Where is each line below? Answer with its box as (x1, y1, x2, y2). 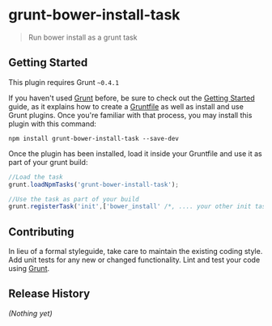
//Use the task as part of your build (8, 195, 139, 203)
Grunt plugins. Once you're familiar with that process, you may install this (8, 110, 253, 120)
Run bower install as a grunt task (28, 32, 138, 42)
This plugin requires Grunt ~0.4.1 (8, 77, 120, 87)
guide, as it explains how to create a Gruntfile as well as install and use (8, 101, 244, 111)
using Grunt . (8, 264, 50, 273)
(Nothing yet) (8, 308, 53, 318)
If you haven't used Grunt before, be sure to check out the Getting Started (8, 93, 255, 103)
